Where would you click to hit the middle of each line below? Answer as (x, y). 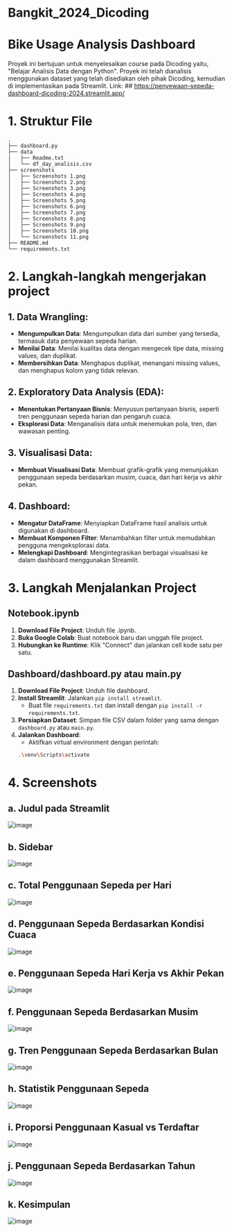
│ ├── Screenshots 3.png (47, 189)
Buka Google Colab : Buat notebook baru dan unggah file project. (110, 637)
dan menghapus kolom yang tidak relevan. (78, 371)
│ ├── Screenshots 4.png (47, 195)
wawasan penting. (44, 431)
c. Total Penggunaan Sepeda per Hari (90, 885)
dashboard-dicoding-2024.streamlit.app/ (66, 93)
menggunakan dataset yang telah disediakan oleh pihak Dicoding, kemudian (117, 78)
